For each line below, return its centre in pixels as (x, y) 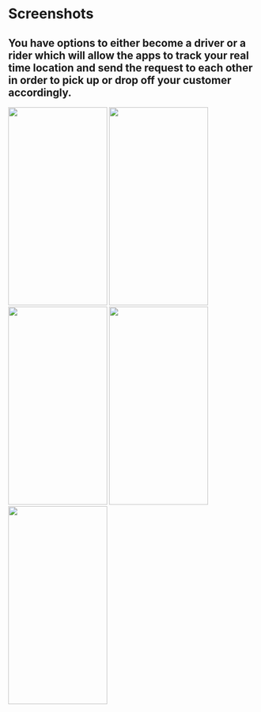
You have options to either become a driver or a (127, 43)
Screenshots (51, 14)
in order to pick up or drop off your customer (120, 80)
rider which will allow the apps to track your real (129, 55)
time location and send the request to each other (130, 68)
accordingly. (40, 92)
